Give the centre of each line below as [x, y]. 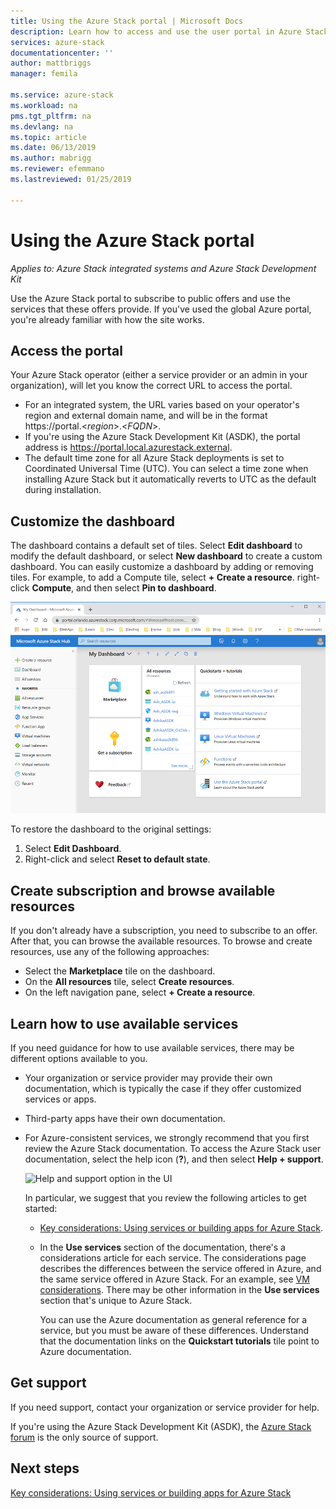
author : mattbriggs [51, 63]
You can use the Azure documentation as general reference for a [173, 1319]
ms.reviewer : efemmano [57, 169]
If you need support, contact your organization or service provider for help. [165, 1407]
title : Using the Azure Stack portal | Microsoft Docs [127, 21]
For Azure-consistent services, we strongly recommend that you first [167, 1137]
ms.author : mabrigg [51, 158]
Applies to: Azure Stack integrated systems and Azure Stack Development [163, 268]
